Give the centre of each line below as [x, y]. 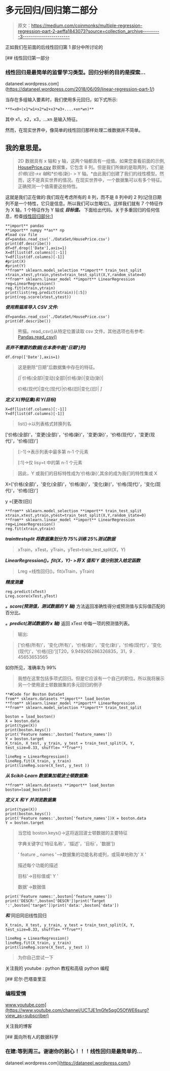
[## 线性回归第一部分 [27, 58]
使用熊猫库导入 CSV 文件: [32, 307]
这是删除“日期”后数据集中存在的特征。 [58, 367]
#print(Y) [16, 266]
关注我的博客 [19, 1026]
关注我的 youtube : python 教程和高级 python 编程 [57, 968]
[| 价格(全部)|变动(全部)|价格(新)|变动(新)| [60, 378]
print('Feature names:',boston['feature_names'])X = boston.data [76, 819]
